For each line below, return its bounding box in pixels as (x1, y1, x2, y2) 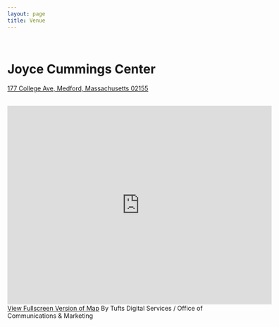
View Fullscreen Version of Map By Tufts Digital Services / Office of (7, 304, 203, 313)
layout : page (7, 10, 46, 18)
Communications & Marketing (7, 311, 94, 320)
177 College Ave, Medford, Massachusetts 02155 (7, 84, 149, 93)
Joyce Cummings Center (7, 61, 156, 77)
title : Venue (7, 17, 46, 24)
